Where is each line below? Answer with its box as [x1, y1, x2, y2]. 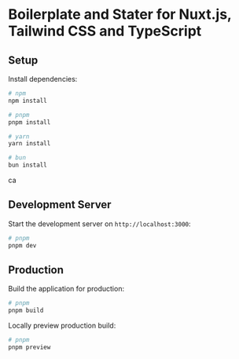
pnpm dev [8, 241, 37, 249]
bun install [8, 161, 47, 170]
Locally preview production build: [8, 321, 116, 331]
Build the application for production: [8, 284, 124, 294]
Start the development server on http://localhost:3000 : [8, 218, 191, 229]
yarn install [8, 140, 51, 148]
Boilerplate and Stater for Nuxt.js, [8, 5, 232, 24]
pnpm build [8, 306, 44, 315]
